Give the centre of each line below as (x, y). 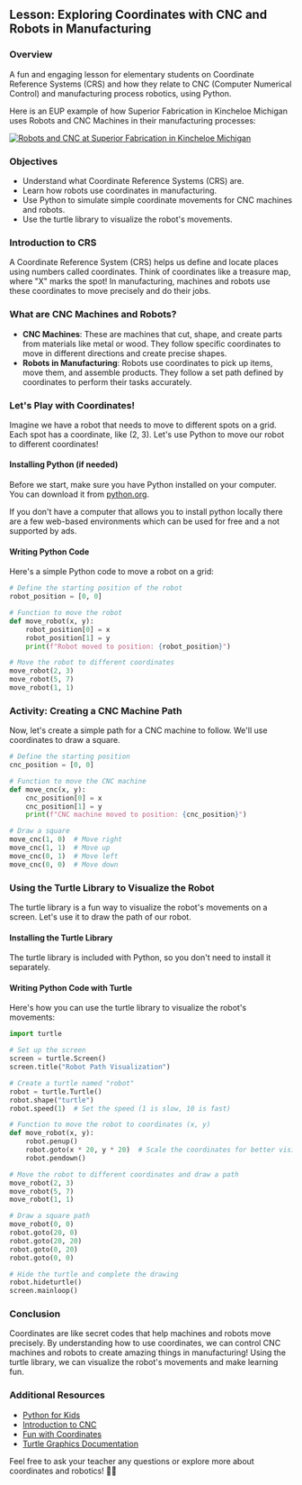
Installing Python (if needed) (64, 464)
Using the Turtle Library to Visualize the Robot (112, 887)
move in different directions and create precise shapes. (124, 353)
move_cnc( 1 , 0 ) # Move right (66, 839)
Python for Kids (51, 1415)
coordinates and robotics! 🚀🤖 (63, 1471)
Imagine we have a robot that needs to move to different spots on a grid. (143, 425)
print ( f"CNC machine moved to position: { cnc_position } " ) (136, 815)
